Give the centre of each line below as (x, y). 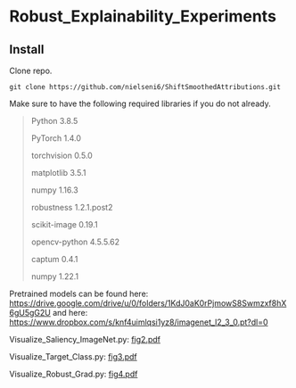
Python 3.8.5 (54, 121)
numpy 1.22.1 (55, 277)
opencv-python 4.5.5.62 (75, 242)
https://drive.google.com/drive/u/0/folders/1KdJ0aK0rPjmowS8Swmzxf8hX (148, 303)
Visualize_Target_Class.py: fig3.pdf (73, 357)
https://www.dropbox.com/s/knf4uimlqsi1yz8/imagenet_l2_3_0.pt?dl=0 (139, 322)
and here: (70, 313)
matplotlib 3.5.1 (58, 173)
